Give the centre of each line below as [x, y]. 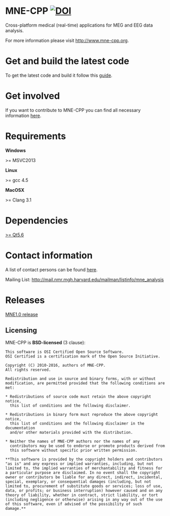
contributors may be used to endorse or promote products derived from [88, 446]
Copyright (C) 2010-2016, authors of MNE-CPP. [55, 366]
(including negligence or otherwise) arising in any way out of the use [84, 500]
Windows [16, 150]
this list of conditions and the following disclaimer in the [77, 424]
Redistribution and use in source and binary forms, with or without [81, 379]
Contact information [49, 255]
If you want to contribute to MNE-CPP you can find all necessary [73, 110]
